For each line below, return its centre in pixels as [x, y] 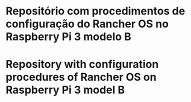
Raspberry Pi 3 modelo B [69, 37]
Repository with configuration [82, 64]
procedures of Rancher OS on [81, 77]
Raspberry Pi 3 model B [65, 90]
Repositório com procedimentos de [95, 11]
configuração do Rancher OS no [87, 24]
